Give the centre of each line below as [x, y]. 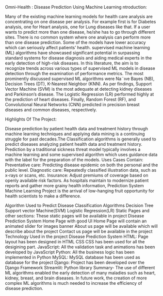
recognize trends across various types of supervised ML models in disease [80, 68]
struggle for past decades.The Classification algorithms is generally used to [81, 139]
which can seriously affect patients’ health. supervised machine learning [78, 48]
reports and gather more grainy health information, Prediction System [74, 186]
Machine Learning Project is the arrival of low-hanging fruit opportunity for [80, 191]
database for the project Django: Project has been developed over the [75, 262]
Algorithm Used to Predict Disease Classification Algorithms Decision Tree [79, 205]
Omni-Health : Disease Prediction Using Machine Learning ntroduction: [76, 7]
